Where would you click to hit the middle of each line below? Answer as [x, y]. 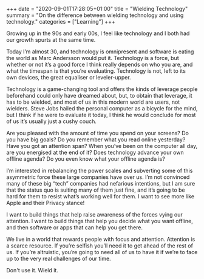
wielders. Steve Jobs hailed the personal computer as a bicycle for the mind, [102, 108]
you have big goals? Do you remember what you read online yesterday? [96, 139]
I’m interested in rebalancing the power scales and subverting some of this [100, 170]
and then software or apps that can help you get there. [75, 227]
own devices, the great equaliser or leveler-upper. [69, 77]
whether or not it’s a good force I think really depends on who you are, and [100, 64]
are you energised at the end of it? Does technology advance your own [95, 152]
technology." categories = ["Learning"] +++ [61, 22]
